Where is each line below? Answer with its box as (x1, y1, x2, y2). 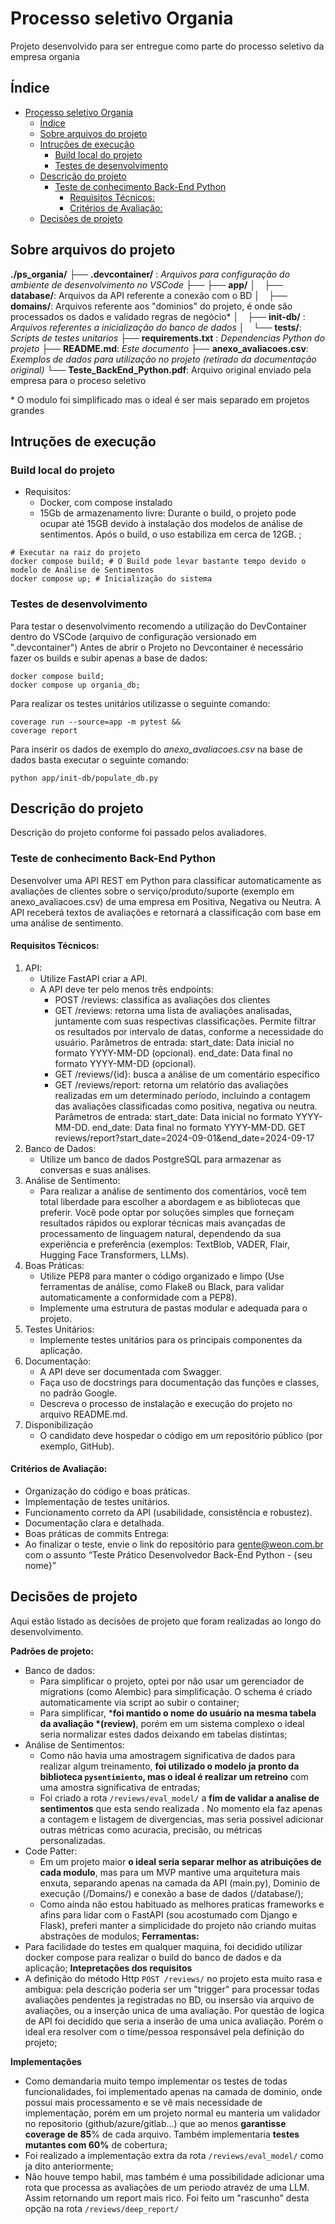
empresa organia (10, 50, 80, 62)
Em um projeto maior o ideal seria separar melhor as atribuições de (39, 1855, 322, 1867)
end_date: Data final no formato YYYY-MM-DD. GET (91, 1121, 307, 1133)
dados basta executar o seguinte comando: (10, 753, 190, 766)
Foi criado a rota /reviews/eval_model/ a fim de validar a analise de (39, 1792, 320, 1804)
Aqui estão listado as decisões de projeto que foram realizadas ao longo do (10, 1615, 322, 1627)
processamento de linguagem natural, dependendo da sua (39, 1227, 282, 1239)
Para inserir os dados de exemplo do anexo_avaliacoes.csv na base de (10, 743, 303, 755)
